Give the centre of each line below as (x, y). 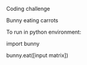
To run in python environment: (44, 32)
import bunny (23, 44)
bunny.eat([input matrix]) (37, 55)
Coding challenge (28, 9)
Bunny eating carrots (32, 20)
